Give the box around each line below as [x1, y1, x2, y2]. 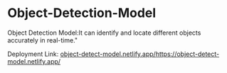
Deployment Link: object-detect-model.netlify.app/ [7, 50, 157, 58]
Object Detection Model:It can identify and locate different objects [7, 28, 201, 37]
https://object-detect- [155, 50, 220, 58]
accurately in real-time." [7, 35, 78, 44]
